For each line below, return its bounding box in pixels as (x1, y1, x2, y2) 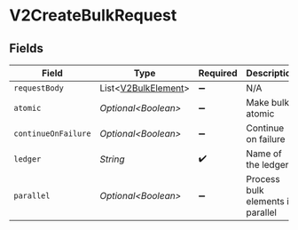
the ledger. (246, 159, 292, 171)
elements (246, 195, 286, 207)
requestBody (13, 83, 65, 93)
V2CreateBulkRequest (9, 5, 177, 26)
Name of (246, 147, 282, 160)
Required (198, 67, 238, 79)
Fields (9, 41, 44, 56)
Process (246, 173, 281, 185)
